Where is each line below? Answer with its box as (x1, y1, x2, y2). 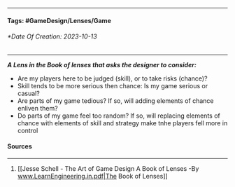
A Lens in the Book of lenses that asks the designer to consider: (7, 60, 197, 69)
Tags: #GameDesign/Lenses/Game (7, 16, 112, 25)
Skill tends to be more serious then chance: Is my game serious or (17, 81, 208, 90)
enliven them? (17, 104, 58, 112)
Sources (7, 142, 33, 151)
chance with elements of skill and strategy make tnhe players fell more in (17, 118, 228, 127)
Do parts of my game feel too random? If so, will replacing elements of (17, 111, 220, 120)
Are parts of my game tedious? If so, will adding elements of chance (17, 96, 214, 105)
